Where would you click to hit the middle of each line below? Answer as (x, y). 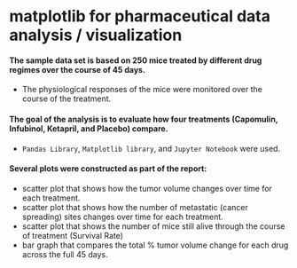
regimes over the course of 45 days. (78, 69)
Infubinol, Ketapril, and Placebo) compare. (89, 128)
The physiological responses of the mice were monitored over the (142, 90)
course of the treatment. (66, 99)
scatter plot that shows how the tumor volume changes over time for (147, 188)
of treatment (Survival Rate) (73, 235)
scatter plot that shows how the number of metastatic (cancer (135, 207)
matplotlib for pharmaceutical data (140, 16)
